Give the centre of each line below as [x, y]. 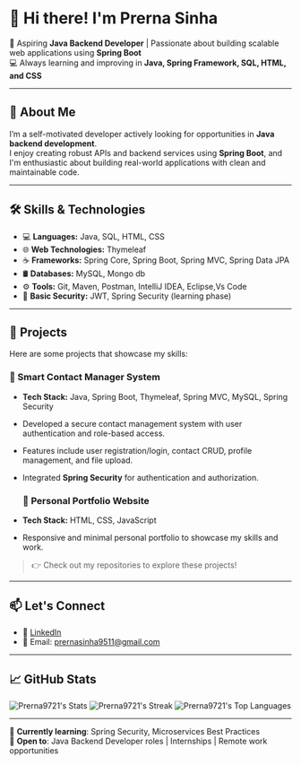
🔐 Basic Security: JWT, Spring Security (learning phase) [127, 296]
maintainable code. [45, 172]
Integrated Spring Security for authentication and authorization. [140, 477]
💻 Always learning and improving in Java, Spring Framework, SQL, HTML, [148, 63]
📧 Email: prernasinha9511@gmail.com [91, 641]
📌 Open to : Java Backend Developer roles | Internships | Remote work [138, 741]
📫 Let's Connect [57, 606]
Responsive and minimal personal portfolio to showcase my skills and [150, 537]
